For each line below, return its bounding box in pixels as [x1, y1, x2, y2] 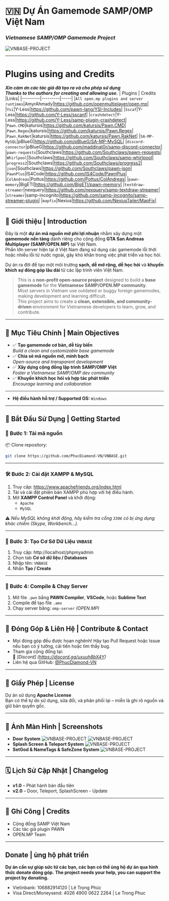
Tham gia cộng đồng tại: [12, 649, 63, 655]
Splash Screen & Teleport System [12, 741, 84, 747]
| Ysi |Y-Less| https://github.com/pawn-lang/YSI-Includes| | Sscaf [5, 106, 137, 112]
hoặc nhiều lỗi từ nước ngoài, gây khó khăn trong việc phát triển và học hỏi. [5, 252, 162, 258]
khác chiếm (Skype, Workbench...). [5, 520, 78, 526]
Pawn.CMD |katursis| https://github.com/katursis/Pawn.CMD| [7, 122, 127, 128]
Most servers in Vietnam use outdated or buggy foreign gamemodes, [17, 288, 161, 294]
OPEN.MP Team [12, 831, 46, 837]
